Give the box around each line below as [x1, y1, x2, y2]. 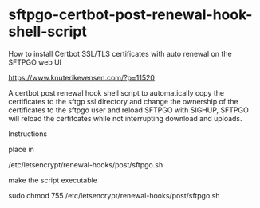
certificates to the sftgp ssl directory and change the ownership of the [8, 96, 238, 106]
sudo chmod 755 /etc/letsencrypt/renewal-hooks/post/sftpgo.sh [8, 190, 221, 200]
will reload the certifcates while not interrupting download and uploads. [8, 113, 242, 123]
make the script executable [8, 175, 98, 185]
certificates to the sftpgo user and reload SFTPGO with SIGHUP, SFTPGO [8, 105, 249, 115]
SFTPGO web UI [8, 57, 62, 67]
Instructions [8, 129, 48, 139]
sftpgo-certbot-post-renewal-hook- [8, 6, 253, 24]
